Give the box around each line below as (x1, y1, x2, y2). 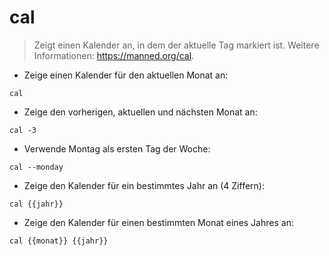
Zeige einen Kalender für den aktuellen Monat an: (23, 69, 229, 81)
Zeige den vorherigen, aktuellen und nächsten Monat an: (23, 106, 258, 118)
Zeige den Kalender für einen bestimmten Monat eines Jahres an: (23, 216, 294, 228)
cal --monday (9, 162, 64, 172)
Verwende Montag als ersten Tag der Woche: (23, 142, 211, 155)
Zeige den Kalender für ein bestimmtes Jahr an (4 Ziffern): (23, 179, 265, 191)
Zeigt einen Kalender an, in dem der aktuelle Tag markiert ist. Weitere (33, 39, 320, 51)
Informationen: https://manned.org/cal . (33, 49, 195, 61)
